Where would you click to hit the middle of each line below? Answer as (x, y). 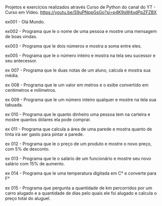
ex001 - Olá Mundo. (25, 22)
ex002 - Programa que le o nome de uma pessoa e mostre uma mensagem (81, 31)
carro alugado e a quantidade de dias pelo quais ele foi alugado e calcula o (81, 193)
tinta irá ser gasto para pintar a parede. (45, 134)
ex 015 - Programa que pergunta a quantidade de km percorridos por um (79, 188)
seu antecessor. (21, 61)
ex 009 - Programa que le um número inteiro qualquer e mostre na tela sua (81, 100)
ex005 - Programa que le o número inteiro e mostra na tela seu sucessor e (80, 55)
